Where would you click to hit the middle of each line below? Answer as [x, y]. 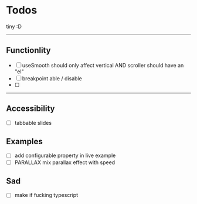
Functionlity [28, 50]
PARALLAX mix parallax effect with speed [65, 162]
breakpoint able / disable [52, 78]
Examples [24, 142]
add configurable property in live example [65, 155]
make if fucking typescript [46, 195]
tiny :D [14, 26]
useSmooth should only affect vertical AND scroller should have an [103, 65]
